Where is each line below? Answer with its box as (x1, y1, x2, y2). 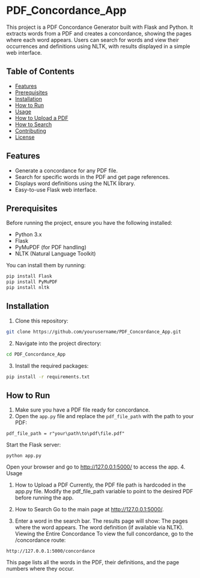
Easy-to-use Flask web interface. (14, 186, 97, 193)
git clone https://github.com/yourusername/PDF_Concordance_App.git (6, 329, 181, 335)
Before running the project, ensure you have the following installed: (6, 219, 172, 227)
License (14, 133, 35, 141)
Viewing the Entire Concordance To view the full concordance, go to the (14, 530, 193, 538)
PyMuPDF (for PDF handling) (14, 244, 87, 251)
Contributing (14, 127, 46, 134)
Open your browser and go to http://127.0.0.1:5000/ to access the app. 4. (6, 463, 186, 470)
